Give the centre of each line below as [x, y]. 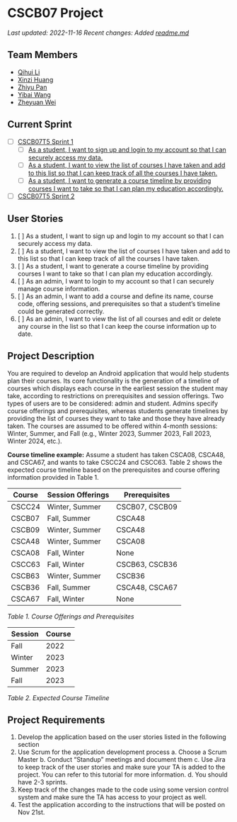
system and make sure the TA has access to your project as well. [112, 797]
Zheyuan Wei [37, 102]
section [28, 745]
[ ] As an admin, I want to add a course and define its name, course [115, 296]
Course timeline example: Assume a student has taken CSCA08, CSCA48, [116, 454]
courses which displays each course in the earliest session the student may [118, 388]
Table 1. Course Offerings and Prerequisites [71, 616]
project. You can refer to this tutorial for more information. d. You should [122, 775]
